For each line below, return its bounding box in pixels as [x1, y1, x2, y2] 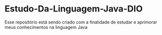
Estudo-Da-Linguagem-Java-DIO [4, 3, 143, 14]
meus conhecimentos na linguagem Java [4, 24, 88, 30]
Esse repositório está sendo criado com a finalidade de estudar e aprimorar [4, 19, 158, 25]
